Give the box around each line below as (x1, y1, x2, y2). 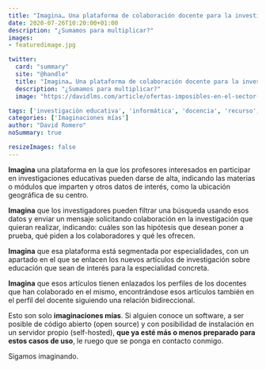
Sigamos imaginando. (8, 351, 79, 361)
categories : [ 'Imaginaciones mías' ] (8, 114, 129, 122)
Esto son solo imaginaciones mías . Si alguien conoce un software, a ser (8, 310, 244, 320)
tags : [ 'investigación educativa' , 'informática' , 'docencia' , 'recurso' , (8, 106, 260, 115)
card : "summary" (15, 63, 69, 71)
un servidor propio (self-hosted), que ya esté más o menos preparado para (8, 327, 256, 337)
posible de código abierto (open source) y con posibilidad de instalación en (8, 319, 255, 329)
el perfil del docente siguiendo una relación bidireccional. (8, 295, 196, 305)
